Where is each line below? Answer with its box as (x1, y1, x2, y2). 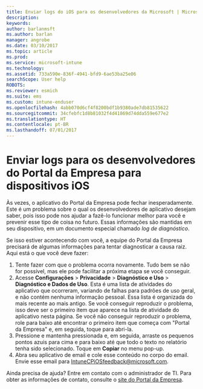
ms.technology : (6, 65, 45, 71)
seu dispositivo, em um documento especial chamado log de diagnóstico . (6, 225, 190, 232)
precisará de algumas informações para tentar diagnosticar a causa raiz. (6, 243, 187, 250)
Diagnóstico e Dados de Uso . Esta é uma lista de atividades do (14, 280, 173, 288)
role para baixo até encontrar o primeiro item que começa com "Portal (14, 319, 190, 326)
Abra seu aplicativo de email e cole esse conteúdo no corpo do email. (14, 351, 189, 358)
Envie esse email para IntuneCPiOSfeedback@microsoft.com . (14, 357, 169, 365)
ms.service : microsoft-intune (6, 59, 83, 65)
